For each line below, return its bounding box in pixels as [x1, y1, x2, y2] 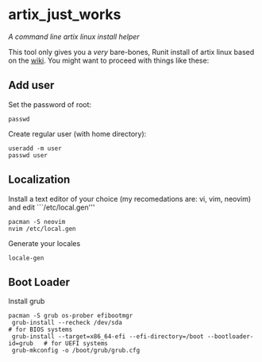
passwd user [8, 151, 48, 160]
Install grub [8, 296, 45, 306]
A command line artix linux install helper [8, 32, 141, 41]
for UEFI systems [50, 340, 109, 348]
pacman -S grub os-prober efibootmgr [8, 312, 133, 320]
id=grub [8, 340, 34, 348]
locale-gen [8, 254, 44, 262]
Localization [8, 173, 71, 187]
